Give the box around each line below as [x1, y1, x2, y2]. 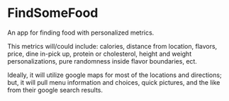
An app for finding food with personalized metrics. [7, 28, 155, 37]
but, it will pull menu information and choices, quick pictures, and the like [7, 78, 220, 86]
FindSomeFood [7, 5, 99, 21]
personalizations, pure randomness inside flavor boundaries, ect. [7, 57, 197, 65]
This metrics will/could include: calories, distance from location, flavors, [7, 42, 218, 50]
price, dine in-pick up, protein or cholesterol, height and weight [7, 49, 192, 58]
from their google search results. [7, 85, 104, 94]
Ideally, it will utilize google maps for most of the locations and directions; [7, 71, 222, 79]
